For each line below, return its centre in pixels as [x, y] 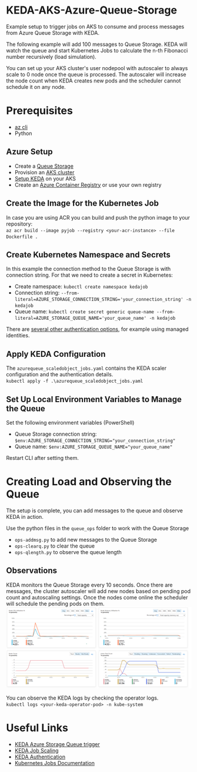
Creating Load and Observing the [89, 482]
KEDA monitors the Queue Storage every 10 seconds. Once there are [89, 585]
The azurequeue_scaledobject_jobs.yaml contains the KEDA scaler [86, 368]
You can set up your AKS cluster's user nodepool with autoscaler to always [97, 68]
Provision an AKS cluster [44, 172]
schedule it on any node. [36, 87]
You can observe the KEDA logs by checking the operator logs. [82, 698]
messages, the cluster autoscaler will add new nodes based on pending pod [98, 591]
